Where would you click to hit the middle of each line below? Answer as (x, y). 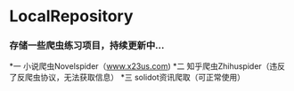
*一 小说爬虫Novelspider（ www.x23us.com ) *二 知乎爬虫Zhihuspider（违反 (147, 66)
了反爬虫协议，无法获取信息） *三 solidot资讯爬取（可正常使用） (127, 78)
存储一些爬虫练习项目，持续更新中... (87, 46)
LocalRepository (71, 16)
